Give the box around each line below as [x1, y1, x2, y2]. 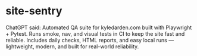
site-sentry [5, 4, 62, 18]
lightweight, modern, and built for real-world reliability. [5, 43, 139, 50]
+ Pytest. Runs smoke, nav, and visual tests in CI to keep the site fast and [5, 30, 185, 37]
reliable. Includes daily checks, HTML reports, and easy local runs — [5, 36, 174, 43]
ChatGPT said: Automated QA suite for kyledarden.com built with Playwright [5, 24, 192, 31]
